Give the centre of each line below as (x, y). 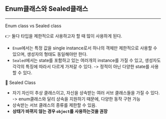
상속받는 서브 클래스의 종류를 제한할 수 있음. (55, 105)
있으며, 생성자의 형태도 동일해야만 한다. (50, 54)
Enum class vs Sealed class (33, 26)
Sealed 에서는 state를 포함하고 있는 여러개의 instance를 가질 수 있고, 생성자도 (86, 60)
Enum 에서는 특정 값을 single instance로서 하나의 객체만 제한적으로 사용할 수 (85, 48)
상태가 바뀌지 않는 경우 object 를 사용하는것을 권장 (60, 111)
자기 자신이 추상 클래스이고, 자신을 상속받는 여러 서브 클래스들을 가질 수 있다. (86, 92)
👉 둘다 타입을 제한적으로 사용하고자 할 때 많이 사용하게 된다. (64, 36)
